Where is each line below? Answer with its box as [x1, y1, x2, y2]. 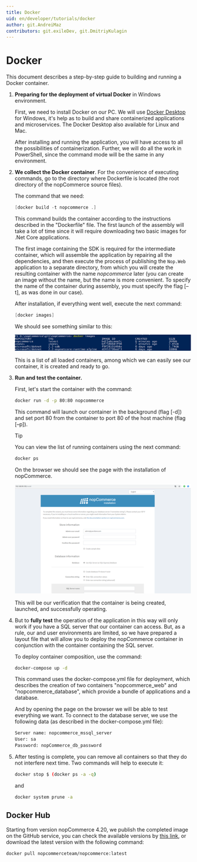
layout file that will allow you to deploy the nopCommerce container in [14, 635, 184, 642]
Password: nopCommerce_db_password [14, 742, 102, 749]
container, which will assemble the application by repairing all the [14, 252, 172, 259]
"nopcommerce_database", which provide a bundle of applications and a [14, 688, 191, 695]
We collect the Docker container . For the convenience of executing [14, 169, 179, 176]
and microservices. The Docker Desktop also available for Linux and [14, 121, 180, 128]
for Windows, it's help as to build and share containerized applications [14, 115, 185, 122]
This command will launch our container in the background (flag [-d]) [14, 408, 182, 416]
